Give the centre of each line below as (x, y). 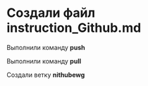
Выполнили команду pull (44, 61)
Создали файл (51, 13)
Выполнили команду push (46, 47)
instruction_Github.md (74, 28)
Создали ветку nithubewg (46, 75)
